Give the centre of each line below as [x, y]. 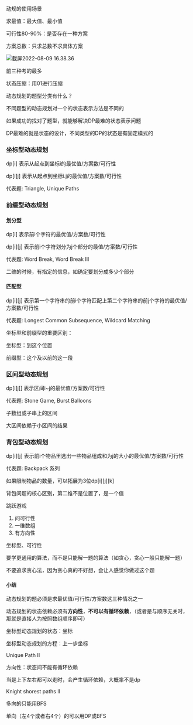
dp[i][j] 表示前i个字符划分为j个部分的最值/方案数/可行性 [72, 247]
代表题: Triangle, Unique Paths [43, 189]
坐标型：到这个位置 [29, 345]
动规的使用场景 [24, 8]
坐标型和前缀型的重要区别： [39, 332]
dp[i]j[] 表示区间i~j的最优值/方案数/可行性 [56, 388]
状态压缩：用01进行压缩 [35, 83]
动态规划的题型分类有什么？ [39, 96]
